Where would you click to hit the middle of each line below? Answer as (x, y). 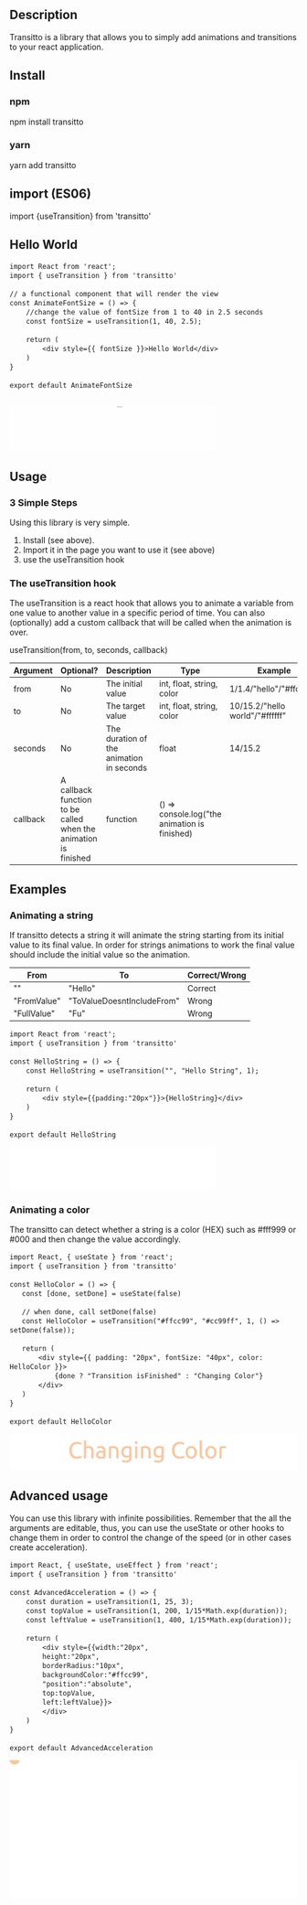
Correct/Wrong (217, 975)
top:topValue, (69, 1693)
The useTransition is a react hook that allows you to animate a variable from (152, 604)
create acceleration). (49, 1547)
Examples (38, 889)
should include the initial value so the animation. (100, 955)
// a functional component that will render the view (114, 294)
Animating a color (50, 1209)
